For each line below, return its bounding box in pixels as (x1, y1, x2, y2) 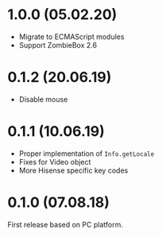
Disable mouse (18, 94, 68, 104)
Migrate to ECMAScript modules (18, 32, 125, 41)
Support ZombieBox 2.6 (18, 40, 97, 49)
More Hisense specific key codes (18, 165, 129, 175)
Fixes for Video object (18, 157, 91, 166)
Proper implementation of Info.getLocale (18, 149, 155, 158)
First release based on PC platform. (7, 220, 124, 229)
